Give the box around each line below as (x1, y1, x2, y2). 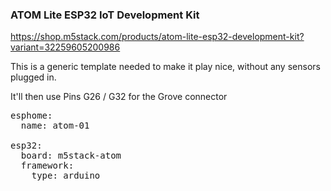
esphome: (10, 110, 53, 122)
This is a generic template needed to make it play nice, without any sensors (10, 61, 321, 73)
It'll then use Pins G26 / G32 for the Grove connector (10, 91, 228, 103)
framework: (20, 160, 75, 172)
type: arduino (31, 170, 101, 182)
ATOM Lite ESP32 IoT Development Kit (10, 8, 200, 22)
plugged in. (10, 71, 57, 83)
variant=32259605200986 (10, 41, 121, 53)
